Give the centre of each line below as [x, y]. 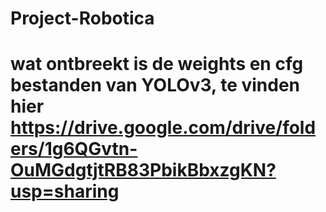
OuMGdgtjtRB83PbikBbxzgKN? [143, 170]
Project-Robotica [82, 18]
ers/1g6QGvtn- [74, 149]
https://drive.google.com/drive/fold [163, 128]
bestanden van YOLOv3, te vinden [155, 85]
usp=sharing [65, 191]
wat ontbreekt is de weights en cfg [157, 64]
